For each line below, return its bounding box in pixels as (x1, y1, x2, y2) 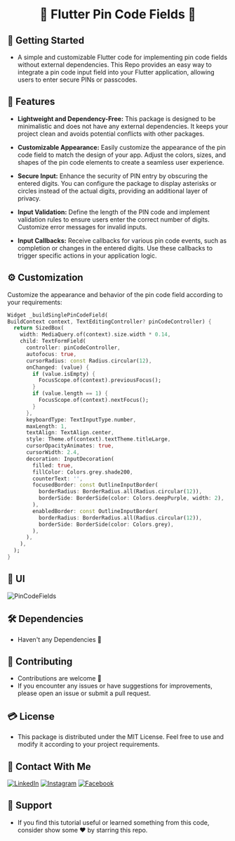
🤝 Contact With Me (7, 760, 91, 773)
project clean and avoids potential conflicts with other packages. (17, 129, 205, 138)
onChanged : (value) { (25, 364, 90, 371)
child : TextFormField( (20, 338, 86, 345)
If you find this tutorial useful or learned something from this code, (17, 818, 210, 826)
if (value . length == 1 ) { (32, 390, 109, 397)
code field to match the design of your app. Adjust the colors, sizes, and (17, 151, 227, 159)
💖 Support (7, 799, 53, 811)
